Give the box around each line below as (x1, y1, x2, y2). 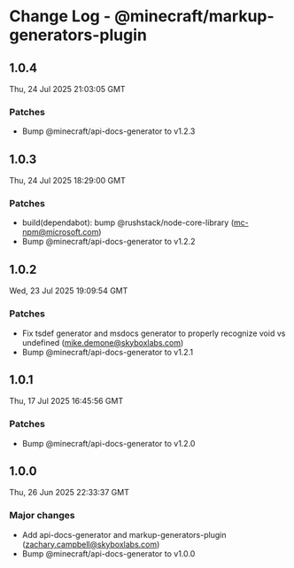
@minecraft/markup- (113, 6, 275, 27)
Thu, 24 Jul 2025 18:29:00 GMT (9, 175, 126, 186)
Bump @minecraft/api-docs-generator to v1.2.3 (21, 126, 196, 136)
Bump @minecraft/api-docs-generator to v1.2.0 (21, 438, 196, 448)
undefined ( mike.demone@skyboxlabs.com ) (21, 337, 184, 347)
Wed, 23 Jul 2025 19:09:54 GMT (9, 285, 128, 296)
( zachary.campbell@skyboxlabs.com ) (21, 539, 160, 549)
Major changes (9, 510, 75, 522)
